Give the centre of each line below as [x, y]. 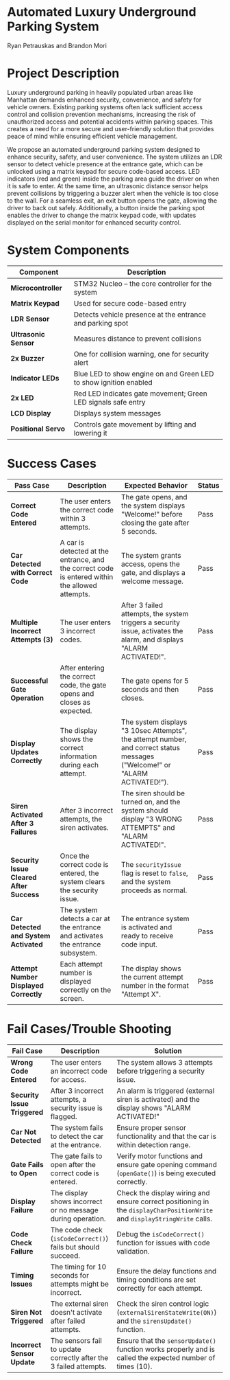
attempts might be [80, 1284]
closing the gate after [155, 523]
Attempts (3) [32, 640]
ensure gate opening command [167, 1164]
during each [79, 765]
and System [30, 936]
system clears [82, 881]
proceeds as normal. [154, 890]
